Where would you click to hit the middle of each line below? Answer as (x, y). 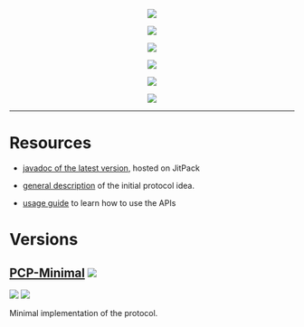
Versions (44, 240)
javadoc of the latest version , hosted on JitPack (111, 168)
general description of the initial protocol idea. (108, 185)
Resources (51, 143)
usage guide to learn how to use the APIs (99, 202)
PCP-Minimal (47, 272)
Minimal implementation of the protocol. (84, 313)
